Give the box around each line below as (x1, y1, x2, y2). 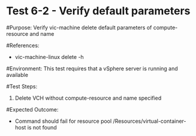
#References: (6, 42, 40, 49)
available (6, 71, 29, 78)
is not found (27, 123, 57, 131)
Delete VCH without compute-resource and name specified (14, 94, 162, 101)
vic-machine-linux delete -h (14, 53, 84, 60)
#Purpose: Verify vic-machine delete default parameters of (6, 24, 152, 31)
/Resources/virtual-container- (113, 118, 186, 125)
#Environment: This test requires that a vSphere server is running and (6, 64, 178, 72)
